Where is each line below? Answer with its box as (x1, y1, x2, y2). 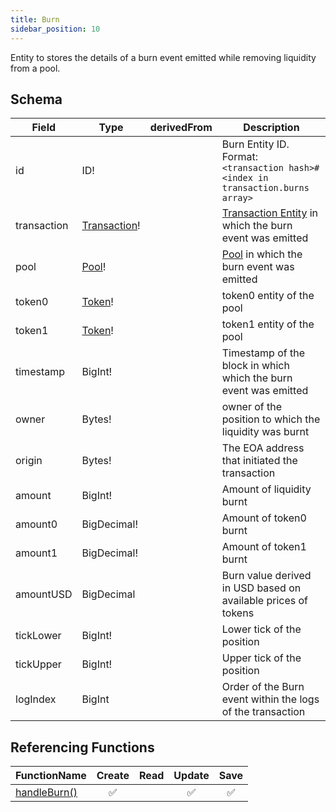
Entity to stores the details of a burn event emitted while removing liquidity (10, 51, 317, 63)
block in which (221, 359, 290, 373)
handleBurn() (15, 786, 78, 800)
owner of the (221, 400, 283, 414)
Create (96, 769, 130, 783)
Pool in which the (221, 247, 303, 261)
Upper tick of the (221, 651, 302, 665)
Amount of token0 (221, 511, 307, 525)
